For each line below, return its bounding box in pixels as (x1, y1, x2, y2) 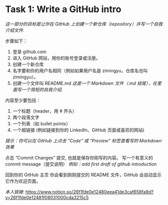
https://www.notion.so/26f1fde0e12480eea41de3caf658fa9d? (25, 188, 154, 195)
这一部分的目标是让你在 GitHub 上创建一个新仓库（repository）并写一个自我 (5, 21, 163, 27)
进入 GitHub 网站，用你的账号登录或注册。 (12, 55, 101, 61)
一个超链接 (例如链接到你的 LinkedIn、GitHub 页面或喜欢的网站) (12, 127, 145, 133)
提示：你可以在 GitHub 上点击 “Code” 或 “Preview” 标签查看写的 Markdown (5, 137, 162, 143)
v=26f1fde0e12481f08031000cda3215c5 (5, 194, 89, 200)
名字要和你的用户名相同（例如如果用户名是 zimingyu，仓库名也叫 (12, 67, 148, 74)
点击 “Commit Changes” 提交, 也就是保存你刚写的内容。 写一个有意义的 (5, 155, 153, 161)
